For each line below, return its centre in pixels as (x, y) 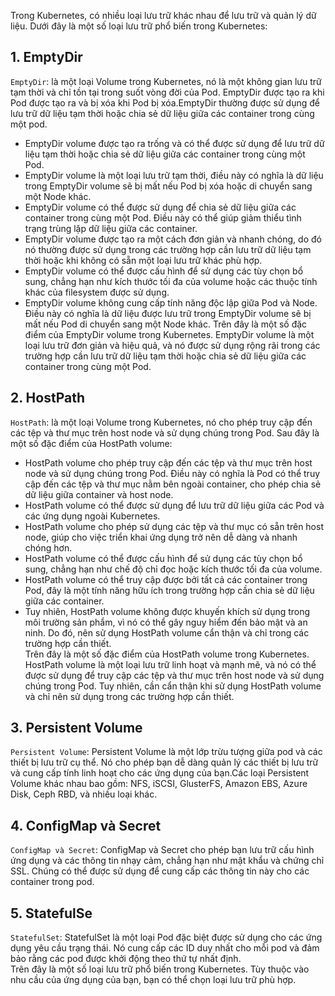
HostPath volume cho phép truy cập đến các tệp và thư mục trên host (168, 462)
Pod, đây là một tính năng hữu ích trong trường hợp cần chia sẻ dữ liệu (169, 590)
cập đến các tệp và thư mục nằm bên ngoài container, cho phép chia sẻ (173, 484)
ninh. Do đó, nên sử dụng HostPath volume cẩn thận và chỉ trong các (167, 632)
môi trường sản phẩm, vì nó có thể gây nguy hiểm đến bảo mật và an (166, 622)
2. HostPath (47, 398)
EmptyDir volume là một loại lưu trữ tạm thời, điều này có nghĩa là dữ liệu (174, 175)
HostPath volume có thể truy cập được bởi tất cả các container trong (166, 579)
